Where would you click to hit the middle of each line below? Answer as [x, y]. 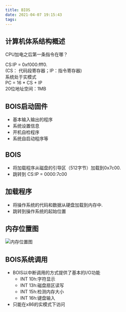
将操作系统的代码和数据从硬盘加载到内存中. [57, 205]
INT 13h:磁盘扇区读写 [42, 286]
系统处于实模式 [21, 77]
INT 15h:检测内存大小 [42, 292]
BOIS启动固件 [27, 106]
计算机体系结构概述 [35, 41]
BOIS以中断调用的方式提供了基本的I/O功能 [56, 273]
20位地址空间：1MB [26, 89]
